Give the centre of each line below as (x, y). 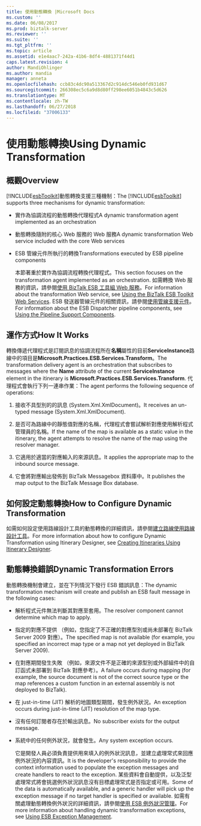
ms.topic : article (29, 51)
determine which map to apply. (53, 617)
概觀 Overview (33, 180)
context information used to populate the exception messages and (97, 767)
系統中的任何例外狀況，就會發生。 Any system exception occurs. (94, 740)
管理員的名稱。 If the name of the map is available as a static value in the (104, 432)
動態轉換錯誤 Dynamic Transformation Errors (90, 569)
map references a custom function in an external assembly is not (95, 683)
